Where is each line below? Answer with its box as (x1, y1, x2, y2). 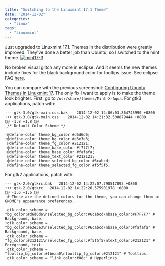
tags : (5, 26, 16, 31)
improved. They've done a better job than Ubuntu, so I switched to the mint (5, 49, 160, 55)
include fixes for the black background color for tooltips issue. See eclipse (5, 70, 158, 75)
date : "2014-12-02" (5, 12, 46, 17)
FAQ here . (5, 75, 26, 81)
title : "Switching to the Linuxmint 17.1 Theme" (5, 7, 108, 12)
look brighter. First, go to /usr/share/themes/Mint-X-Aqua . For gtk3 (5, 95, 141, 101)
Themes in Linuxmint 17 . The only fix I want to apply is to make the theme (5, 90, 156, 96)
